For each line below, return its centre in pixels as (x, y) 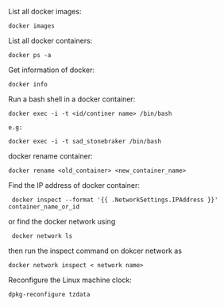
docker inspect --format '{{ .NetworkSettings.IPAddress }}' (115, 200)
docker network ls (42, 236)
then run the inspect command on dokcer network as (95, 251)
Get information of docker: (52, 70)
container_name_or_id (44, 207)
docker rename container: (50, 156)
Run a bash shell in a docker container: (72, 99)
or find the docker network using (62, 222)
